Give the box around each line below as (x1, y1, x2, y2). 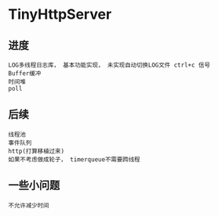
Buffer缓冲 (8, 70, 42, 77)
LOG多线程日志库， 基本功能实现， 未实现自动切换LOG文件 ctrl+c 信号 (8, 61, 210, 69)
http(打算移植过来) (8, 147, 65, 155)
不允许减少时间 (8, 201, 49, 209)
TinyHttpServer (8, 5, 112, 23)
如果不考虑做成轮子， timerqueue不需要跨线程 (8, 155, 140, 164)
